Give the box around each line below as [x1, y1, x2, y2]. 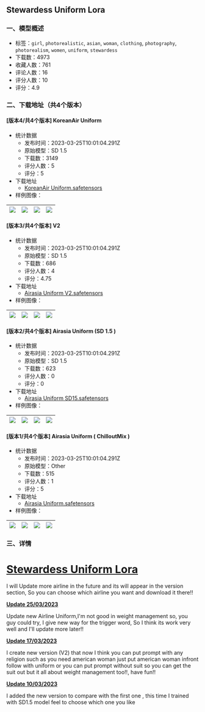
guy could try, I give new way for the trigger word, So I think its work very [6, 619, 191, 627]
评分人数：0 [24, 372, 55, 380]
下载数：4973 [15, 53, 50, 60]
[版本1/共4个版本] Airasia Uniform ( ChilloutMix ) [6, 432, 130, 440]
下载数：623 [24, 365, 56, 372]
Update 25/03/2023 [6, 600, 59, 608]
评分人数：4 [24, 268, 55, 275]
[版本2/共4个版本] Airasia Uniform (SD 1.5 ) [6, 327, 116, 335]
